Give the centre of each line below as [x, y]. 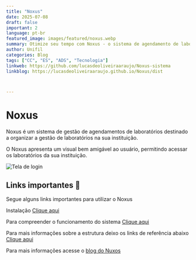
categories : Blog [27, 55]
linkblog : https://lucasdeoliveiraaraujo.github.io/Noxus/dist [85, 71]
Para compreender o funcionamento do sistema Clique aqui [78, 222]
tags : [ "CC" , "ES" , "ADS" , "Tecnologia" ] [57, 60]
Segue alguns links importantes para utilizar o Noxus [69, 199]
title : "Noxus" [24, 11]
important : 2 [22, 28]
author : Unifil [24, 50]
